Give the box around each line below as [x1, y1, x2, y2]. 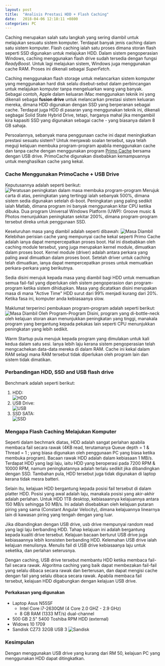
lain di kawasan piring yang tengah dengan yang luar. [5, 512, 113, 518]
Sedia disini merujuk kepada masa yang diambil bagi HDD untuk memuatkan [5, 274, 160, 280]
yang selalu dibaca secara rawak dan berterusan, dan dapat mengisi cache [5, 568, 158, 574]
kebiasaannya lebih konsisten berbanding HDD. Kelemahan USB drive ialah [5, 537, 157, 543]
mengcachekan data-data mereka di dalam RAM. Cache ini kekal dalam [5, 346, 150, 352]
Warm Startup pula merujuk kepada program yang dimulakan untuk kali [5, 335, 150, 341]
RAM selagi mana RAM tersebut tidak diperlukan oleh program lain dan [5, 351, 149, 357]
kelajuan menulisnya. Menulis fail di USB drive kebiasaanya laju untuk [5, 542, 146, 548]
